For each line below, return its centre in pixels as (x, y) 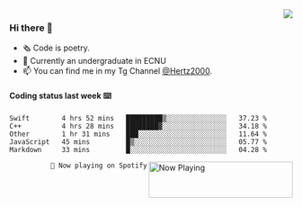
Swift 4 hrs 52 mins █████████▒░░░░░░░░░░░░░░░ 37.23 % (138, 118)
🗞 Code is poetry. (56, 48)
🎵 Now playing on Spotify (99, 166)
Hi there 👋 (31, 28)
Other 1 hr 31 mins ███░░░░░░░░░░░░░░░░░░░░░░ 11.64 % (138, 134)
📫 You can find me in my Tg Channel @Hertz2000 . (117, 71)
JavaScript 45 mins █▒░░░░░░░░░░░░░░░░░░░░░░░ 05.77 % (138, 142)
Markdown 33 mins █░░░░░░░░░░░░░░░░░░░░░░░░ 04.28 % (138, 149)
